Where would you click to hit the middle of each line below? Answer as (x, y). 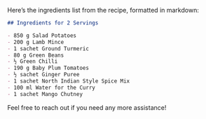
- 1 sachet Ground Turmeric (48, 48)
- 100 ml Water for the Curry (51, 87)
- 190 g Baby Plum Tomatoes (48, 68)
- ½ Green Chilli (33, 62)
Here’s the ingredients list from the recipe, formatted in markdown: (103, 10)
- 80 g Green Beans (36, 55)
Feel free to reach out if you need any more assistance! (87, 107)
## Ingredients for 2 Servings (53, 23)
